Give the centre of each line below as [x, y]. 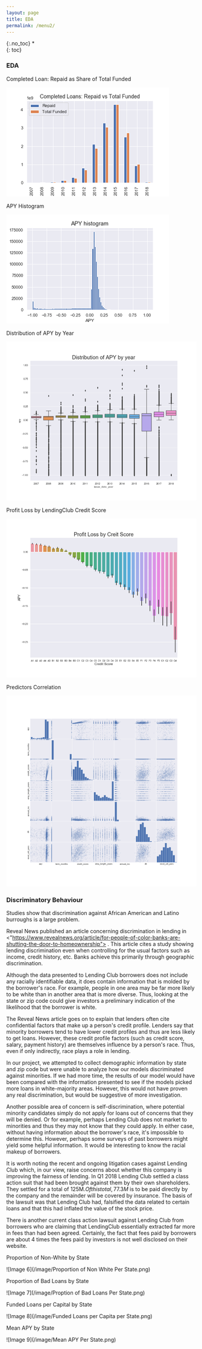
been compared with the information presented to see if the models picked [99, 1082]
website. [17, 1246]
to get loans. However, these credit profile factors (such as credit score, [96, 1038]
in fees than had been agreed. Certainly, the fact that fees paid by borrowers [101, 1233]
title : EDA [20, 19]
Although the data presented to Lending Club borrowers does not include [97, 975]
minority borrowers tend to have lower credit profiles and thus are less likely [101, 1031]
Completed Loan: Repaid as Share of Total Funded [69, 79]
